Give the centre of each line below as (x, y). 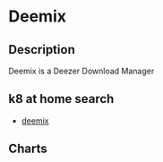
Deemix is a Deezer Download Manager (81, 71)
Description (42, 50)
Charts (28, 149)
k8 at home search (61, 99)
